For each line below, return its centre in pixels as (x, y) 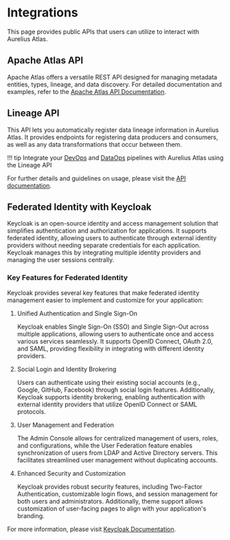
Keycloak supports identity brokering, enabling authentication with (111, 397)
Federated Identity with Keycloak (80, 207)
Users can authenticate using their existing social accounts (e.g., (108, 382)
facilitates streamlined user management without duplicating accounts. (117, 460)
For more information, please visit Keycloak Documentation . (92, 529)
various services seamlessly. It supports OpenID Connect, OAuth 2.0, (115, 341)
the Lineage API (30, 165)
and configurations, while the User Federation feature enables (105, 445)
